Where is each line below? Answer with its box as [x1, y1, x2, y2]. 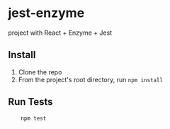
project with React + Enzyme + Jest [8, 28, 113, 37]
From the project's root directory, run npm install [18, 75, 164, 84]
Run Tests [8, 96, 53, 108]
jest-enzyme [8, 5, 85, 21]
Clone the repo [18, 67, 62, 76]
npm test [21, 115, 47, 122]
